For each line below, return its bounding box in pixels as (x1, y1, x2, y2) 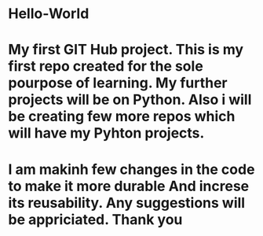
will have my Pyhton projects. (8, 124, 205, 142)
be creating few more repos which (8, 108, 236, 126)
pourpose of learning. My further (8, 74, 228, 92)
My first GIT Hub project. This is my (8, 41, 244, 59)
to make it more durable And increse (8, 177, 250, 195)
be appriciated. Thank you (8, 210, 183, 228)
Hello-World (8, 5, 89, 23)
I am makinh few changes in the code (8, 160, 255, 178)
